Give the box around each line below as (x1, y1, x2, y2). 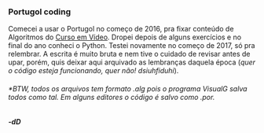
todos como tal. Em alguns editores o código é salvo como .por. (8, 92, 215, 102)
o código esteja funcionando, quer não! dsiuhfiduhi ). (8, 66, 179, 76)
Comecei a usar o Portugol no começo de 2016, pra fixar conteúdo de (8, 24, 234, 34)
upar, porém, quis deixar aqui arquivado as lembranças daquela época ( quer (8, 57, 256, 67)
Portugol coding (8, 6, 71, 17)
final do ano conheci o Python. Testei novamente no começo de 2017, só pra (8, 41, 255, 50)
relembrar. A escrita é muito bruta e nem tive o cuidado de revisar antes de (8, 50, 251, 59)
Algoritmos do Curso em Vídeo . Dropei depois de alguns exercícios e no (8, 32, 242, 42)
